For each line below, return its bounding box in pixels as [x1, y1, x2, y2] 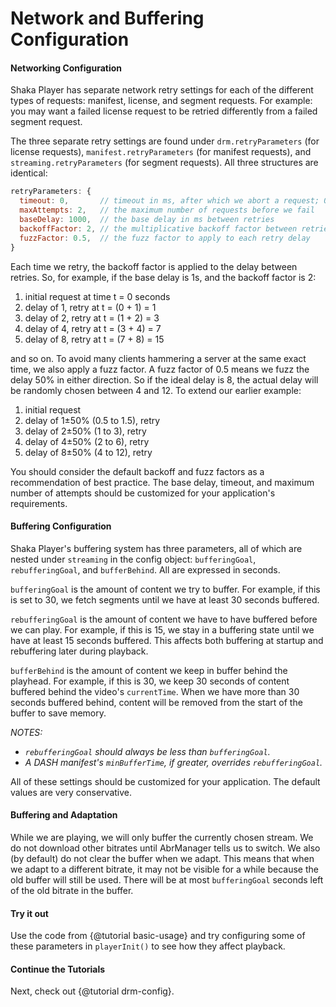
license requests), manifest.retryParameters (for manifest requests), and [10, 146, 312, 158]
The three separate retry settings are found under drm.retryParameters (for [10, 135, 320, 147]
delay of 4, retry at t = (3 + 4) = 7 [24, 322, 162, 334]
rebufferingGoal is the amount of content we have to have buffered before [10, 613, 318, 625]
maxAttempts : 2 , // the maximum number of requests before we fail [19, 205, 315, 216]
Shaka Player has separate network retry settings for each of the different [10, 84, 314, 96]
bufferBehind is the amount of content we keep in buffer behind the [10, 664, 288, 676]
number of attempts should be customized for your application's [10, 487, 276, 499]
